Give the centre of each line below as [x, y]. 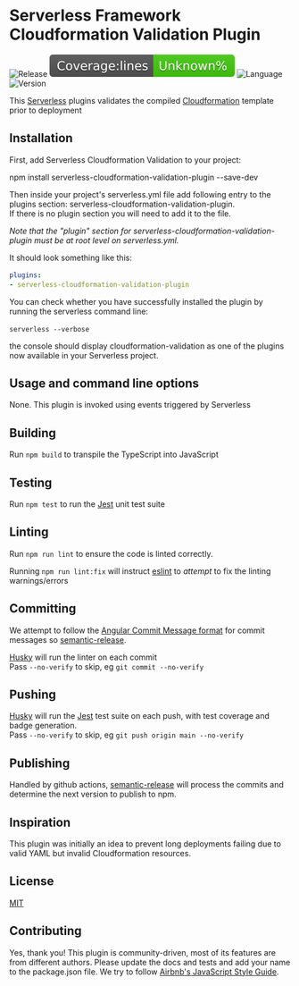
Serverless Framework [95, 16]
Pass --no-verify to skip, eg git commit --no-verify [107, 666]
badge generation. [43, 726]
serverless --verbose [50, 329]
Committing [43, 609]
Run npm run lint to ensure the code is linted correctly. [111, 553]
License [32, 881]
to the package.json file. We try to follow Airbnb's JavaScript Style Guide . [144, 972]
